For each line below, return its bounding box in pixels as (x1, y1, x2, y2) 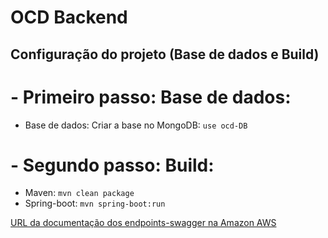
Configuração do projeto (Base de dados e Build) (10, 46, 320, 63)
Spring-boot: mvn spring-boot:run (24, 197, 166, 210)
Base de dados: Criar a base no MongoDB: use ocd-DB (24, 119, 248, 131)
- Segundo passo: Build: (10, 154, 215, 176)
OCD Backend (10, 6, 128, 29)
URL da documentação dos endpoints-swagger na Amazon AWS (10, 217, 277, 229)
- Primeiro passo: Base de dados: (10, 86, 292, 108)
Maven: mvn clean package (24, 187, 135, 199)
